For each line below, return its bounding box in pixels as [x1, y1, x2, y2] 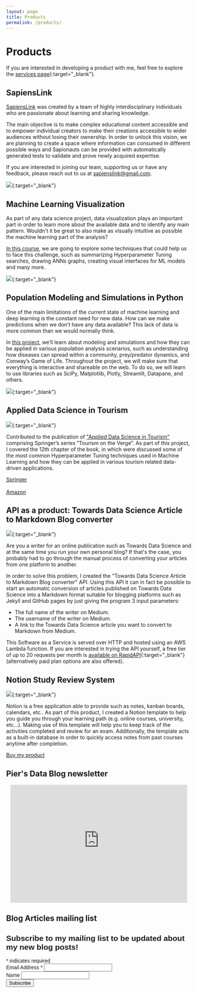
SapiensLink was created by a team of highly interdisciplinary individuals [6, 104, 182, 111]
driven [6, 464, 22, 471]
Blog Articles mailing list [6, 914, 97, 924]
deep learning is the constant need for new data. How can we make [6, 314, 171, 321]
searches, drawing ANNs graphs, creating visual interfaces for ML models [6, 257, 185, 264]
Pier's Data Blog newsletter [6, 769, 108, 779]
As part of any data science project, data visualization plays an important [6, 214, 183, 221]
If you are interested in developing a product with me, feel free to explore [6, 64, 183, 71]
